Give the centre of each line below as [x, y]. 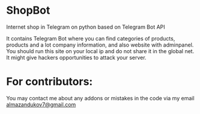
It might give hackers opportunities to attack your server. [76, 57]
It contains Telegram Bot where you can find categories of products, [91, 38]
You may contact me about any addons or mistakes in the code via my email [100, 98]
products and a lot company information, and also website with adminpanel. [100, 45]
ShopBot [28, 10]
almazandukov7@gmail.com [41, 104]
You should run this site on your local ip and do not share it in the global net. [100, 51]
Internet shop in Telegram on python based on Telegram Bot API [86, 27]
